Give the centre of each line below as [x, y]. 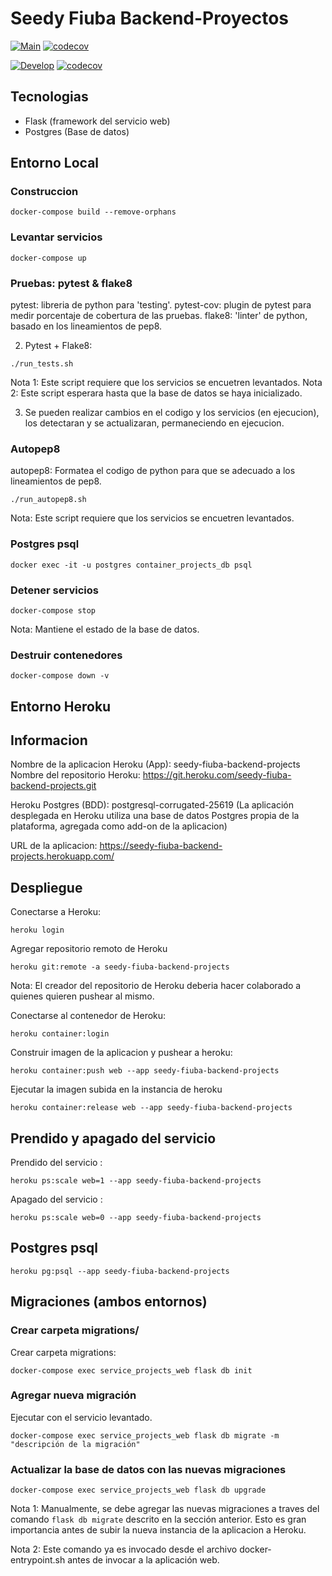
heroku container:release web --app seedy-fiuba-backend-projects [151, 1108]
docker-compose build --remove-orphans [93, 212]
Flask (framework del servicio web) [97, 121]
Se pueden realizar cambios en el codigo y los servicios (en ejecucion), [172, 413]
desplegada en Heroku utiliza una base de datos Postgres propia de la [155, 816]
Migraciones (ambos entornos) [109, 1302]
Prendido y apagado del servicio [113, 1138]
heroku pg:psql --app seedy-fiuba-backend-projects [120, 1271]
